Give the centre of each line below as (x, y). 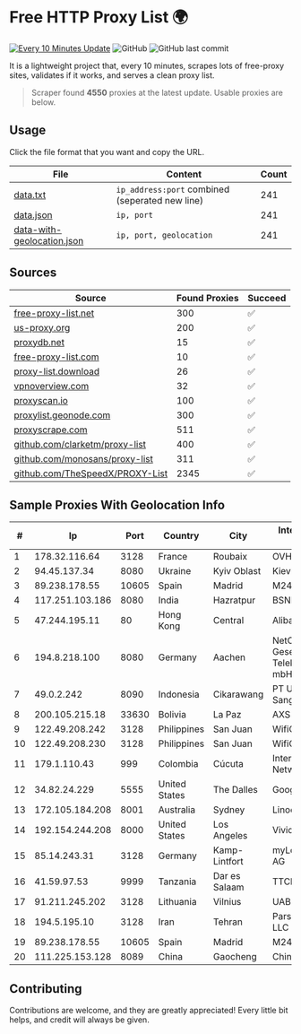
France (173, 557)
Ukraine (175, 571)
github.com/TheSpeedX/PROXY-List (91, 474)
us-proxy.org (42, 327)
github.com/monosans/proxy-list (84, 458)
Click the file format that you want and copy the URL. (107, 152)
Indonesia (179, 694)
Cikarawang (239, 694)
